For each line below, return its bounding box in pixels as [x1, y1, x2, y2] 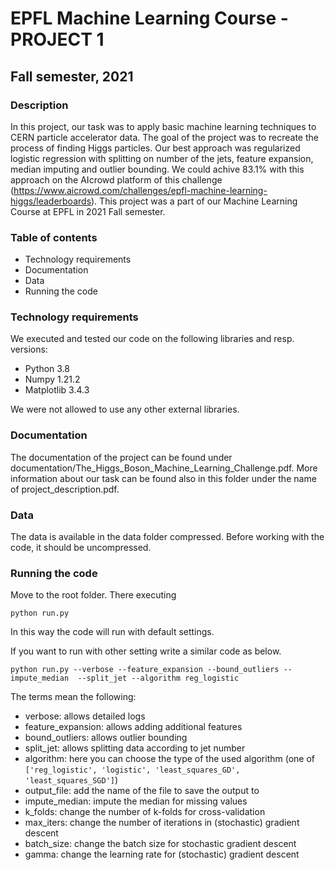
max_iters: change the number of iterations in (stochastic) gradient [24, 817, 300, 829]
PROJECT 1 [10, 28, 105, 51]
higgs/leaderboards [10, 195, 92, 207]
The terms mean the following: [10, 691, 137, 703]
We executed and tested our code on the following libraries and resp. [10, 333, 295, 345]
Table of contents [10, 230, 98, 244]
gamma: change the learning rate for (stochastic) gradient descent [24, 848, 300, 861]
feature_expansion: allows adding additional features [24, 721, 243, 733]
